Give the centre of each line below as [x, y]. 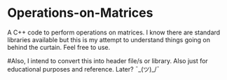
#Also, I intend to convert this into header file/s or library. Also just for [108, 60]
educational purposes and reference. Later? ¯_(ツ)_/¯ [83, 69]
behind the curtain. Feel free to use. [59, 47]
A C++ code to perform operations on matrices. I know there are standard [114, 32]
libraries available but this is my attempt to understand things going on [109, 39]
